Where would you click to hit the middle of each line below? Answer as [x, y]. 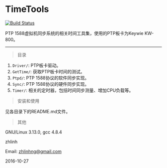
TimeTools [27, 9]
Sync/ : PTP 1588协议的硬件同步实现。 [51, 84]
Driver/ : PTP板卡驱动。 [37, 65]
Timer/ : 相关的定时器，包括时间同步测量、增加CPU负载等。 [73, 90]
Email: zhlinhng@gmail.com [34, 151]
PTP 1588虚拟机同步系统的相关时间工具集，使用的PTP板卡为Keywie [74, 33]
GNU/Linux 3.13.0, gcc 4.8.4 [34, 132]
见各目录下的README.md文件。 [38, 111]
